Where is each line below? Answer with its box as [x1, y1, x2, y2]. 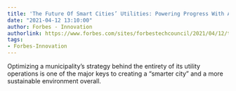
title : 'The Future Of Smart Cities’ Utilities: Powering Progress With [7, 10, 225, 17]
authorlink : [7, 29, 42, 37]
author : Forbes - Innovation [7, 23, 93, 30]
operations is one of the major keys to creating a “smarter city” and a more [7, 69, 223, 78]
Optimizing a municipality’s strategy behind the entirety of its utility [7, 62, 201, 70]
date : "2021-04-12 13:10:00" [7, 17, 93, 24]
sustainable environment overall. [7, 77, 102, 85]
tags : [7, 36, 23, 43]
